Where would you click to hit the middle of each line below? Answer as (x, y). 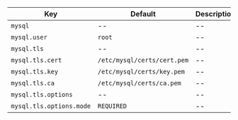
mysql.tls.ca (33, 83)
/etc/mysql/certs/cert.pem (143, 60)
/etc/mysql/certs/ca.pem (140, 83)
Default (143, 14)
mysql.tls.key (35, 72)
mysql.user (29, 37)
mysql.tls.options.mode (51, 106)
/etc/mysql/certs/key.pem (142, 72)
